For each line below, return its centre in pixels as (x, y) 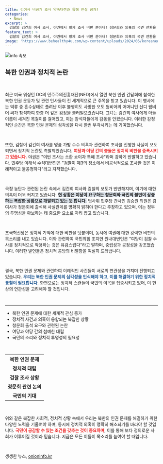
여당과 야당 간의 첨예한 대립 (38, 331)
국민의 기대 (24, 395)
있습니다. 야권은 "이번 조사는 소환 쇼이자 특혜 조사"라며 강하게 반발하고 (77, 156)
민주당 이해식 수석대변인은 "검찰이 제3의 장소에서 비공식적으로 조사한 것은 (81, 163)
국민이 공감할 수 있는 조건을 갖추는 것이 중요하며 (60, 430)
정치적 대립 (24, 368)
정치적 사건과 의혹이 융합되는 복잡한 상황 (50, 319)
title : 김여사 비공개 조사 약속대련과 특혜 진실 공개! (52, 9)
